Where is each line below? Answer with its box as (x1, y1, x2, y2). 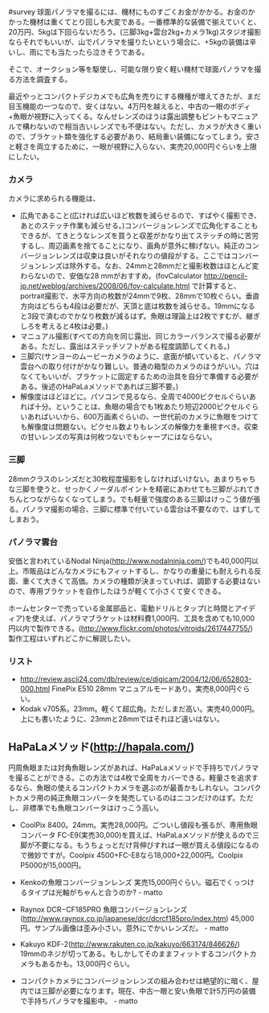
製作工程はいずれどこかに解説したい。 (8, 633, 135, 643)
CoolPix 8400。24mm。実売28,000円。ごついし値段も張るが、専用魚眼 (19, 820, 259, 830)
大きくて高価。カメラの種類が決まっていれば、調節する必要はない (43, 576, 261, 586)
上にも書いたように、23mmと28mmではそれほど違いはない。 (19, 714, 224, 724)
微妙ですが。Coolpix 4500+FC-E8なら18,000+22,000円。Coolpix (26, 850, 244, 859)
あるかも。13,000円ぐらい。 (41, 959, 134, 968)
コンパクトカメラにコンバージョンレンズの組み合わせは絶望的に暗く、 (19, 976, 253, 986)
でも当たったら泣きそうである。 (43, 47, 149, 56)
